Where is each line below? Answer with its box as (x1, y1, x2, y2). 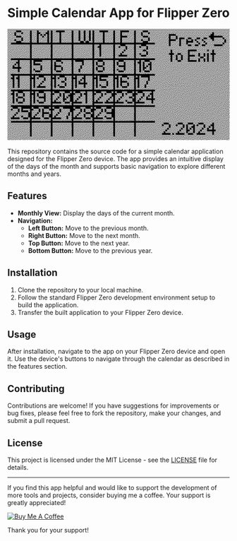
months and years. (7, 170, 62, 178)
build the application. (17, 300, 79, 309)
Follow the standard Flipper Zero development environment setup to (17, 293, 216, 302)
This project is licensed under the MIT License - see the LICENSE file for (7, 456, 217, 464)
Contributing (7, 383, 65, 395)
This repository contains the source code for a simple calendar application (7, 147, 224, 155)
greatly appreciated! (7, 499, 66, 506)
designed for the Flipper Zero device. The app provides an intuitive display (7, 154, 224, 163)
